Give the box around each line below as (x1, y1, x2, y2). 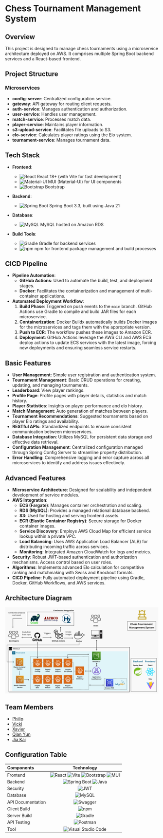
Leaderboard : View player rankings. (12, 387, 85, 393)
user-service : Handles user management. (12, 111, 97, 117)
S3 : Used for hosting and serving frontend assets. (19, 512, 120, 518)
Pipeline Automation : (12, 273, 56, 278)
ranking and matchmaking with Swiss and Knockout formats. (12, 569, 134, 575)
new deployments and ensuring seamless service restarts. (19, 345, 137, 351)
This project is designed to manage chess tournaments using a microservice (5, 46, 159, 51)
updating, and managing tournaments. (12, 383, 89, 388)
